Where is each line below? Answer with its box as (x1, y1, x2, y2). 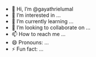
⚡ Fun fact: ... (11, 45, 44, 52)
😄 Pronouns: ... (11, 39, 49, 46)
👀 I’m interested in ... (11, 12, 61, 19)
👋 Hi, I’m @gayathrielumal (11, 6, 74, 12)
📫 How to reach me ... (11, 31, 66, 37)
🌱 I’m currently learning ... (11, 18, 74, 24)
